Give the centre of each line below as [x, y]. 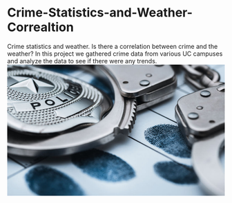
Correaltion [40, 27]
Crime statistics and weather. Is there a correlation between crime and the [113, 46]
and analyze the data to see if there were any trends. [82, 61]
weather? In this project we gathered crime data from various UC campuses [115, 54]
